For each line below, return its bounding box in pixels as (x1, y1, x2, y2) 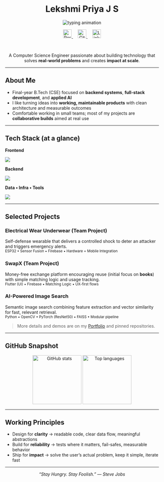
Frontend (5, 147, 24, 153)
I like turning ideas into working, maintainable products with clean (12, 99, 147, 106)
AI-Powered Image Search (5, 293, 69, 300)
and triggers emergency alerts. (5, 243, 67, 249)
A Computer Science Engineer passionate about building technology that (9, 52, 155, 58)
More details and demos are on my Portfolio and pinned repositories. (17, 323, 155, 329)
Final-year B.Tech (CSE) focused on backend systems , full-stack (12, 89, 145, 95)
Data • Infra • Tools (5, 185, 44, 191)
